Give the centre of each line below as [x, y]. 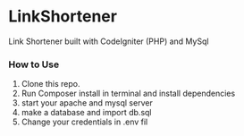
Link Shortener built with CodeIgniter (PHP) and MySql [109, 41]
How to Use [34, 64]
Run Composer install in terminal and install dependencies [128, 93]
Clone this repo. [50, 84]
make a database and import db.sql [86, 113]
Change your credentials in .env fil [84, 122]
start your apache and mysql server [87, 103]
